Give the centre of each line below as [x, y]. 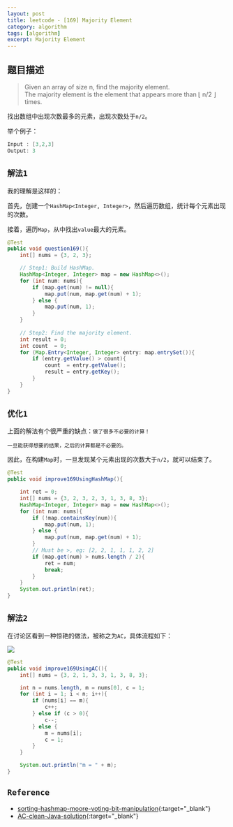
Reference [29, 792]
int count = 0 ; [44, 346]
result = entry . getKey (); [82, 372]
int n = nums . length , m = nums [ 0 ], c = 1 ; [82, 688]
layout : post [26, 14]
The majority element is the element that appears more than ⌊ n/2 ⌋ [120, 94]
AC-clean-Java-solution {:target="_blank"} [78, 816]
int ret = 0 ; [39, 492]
